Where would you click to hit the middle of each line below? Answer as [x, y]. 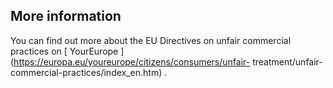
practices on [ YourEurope [64, 51]
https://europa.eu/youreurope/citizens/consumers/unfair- [132, 61]
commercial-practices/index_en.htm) [86, 72]
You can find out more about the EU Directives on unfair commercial [151, 40]
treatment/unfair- [287, 61]
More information [66, 16]
